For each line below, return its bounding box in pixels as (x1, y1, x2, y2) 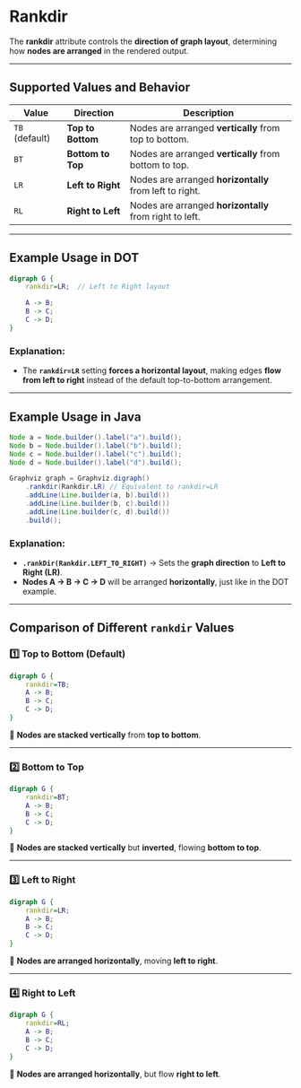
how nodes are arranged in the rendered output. (9, 45, 190, 56)
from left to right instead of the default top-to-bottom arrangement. (21, 375, 273, 386)
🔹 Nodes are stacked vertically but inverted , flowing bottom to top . (9, 842, 262, 853)
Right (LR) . (21, 567, 63, 578)
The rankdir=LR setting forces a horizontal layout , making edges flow (21, 365, 282, 376)
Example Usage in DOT (9, 250, 140, 265)
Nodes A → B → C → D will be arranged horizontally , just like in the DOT (21, 576, 289, 587)
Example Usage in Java (9, 409, 142, 424)
